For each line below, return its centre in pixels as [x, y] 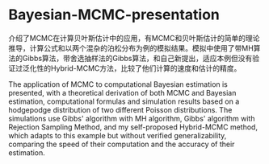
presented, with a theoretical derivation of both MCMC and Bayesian [122, 92]
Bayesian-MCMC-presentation [114, 15]
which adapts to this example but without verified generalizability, [118, 135]
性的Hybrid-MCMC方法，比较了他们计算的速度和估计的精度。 [139, 68]
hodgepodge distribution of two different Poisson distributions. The [120, 109]
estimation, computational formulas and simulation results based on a [124, 101]
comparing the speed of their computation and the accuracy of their [122, 144]
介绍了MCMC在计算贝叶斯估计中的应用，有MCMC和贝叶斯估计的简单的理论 [134, 38]
